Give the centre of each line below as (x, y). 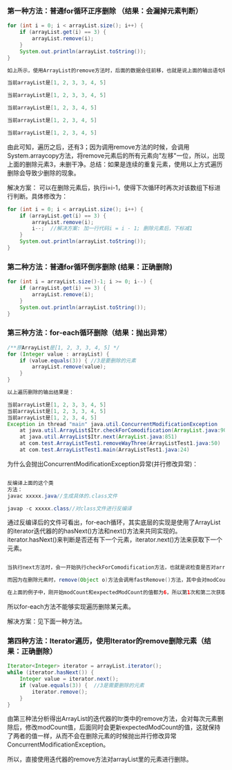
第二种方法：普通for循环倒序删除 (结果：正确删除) (90, 266)
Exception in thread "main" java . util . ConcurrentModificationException (112, 424)
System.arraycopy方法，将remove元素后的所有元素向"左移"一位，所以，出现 (116, 155)
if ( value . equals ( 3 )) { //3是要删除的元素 (78, 360)
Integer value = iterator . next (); (69, 679)
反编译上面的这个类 (30, 483)
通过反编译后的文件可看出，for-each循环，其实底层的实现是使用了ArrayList (114, 522)
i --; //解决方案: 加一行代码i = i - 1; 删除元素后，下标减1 (112, 229)
